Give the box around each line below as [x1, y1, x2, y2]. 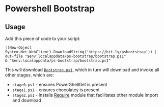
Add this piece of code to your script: [5, 36, 81, 41]
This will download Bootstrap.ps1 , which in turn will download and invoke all [5, 67, 160, 72]
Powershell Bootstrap [5, 3, 95, 14]
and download [12, 97, 42, 103]
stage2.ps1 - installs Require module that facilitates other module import [12, 92, 158, 98]
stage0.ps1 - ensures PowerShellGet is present [12, 82, 108, 87]
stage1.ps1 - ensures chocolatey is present [12, 87, 100, 93]
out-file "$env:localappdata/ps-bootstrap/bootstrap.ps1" [5, 54, 126, 59]
